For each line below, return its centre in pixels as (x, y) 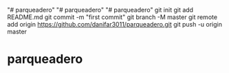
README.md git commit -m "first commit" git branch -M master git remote (112, 17)
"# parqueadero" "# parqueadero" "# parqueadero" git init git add (100, 10)
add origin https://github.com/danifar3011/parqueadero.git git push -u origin (115, 24)
